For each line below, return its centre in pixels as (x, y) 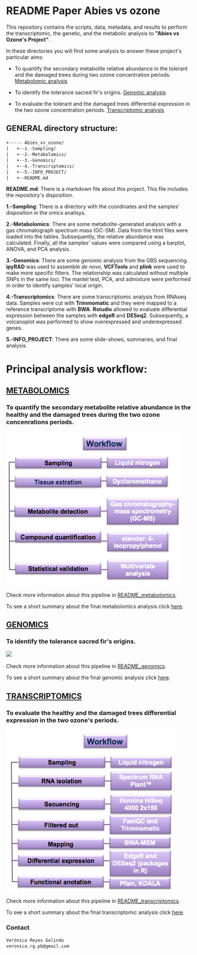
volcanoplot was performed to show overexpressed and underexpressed (94, 322)
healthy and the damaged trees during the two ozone (83, 415)
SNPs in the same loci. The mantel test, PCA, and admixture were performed (98, 279)
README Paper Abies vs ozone (83, 11)
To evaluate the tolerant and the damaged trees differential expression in (102, 103)
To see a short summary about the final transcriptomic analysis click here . (95, 912)
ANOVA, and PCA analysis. (38, 249)
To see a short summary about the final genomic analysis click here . (89, 678)
